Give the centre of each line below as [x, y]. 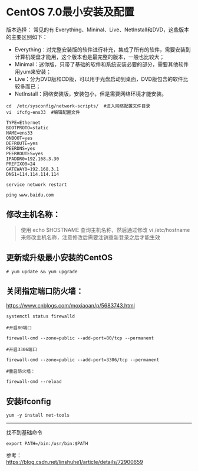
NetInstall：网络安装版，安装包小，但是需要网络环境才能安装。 [90, 94]
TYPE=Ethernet [24, 122]
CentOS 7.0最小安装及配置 [70, 12]
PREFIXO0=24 [21, 164]
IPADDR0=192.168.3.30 [33, 159]
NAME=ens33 [19, 133]
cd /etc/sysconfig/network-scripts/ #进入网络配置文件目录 [78, 106]
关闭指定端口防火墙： [45, 291]
